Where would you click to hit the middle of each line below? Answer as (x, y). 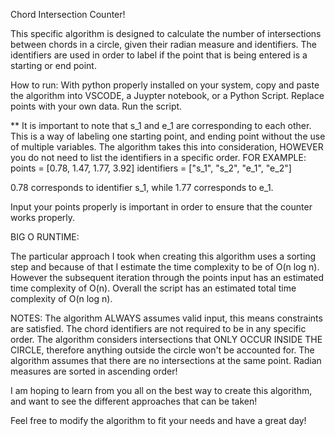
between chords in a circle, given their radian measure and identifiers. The (164, 44)
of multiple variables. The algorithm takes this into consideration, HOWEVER (167, 147)
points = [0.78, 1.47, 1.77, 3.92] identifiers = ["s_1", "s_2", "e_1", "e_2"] (151, 168)
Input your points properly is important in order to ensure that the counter (161, 207)
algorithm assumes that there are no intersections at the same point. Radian (166, 360)
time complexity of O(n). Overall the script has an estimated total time (153, 288)
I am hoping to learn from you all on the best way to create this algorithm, (161, 390)
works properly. (43, 217)
